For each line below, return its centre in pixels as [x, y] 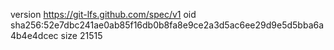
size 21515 [81, 35]
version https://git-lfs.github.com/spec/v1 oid [103, 14]
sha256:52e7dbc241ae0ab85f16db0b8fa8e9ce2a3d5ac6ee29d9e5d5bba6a [167, 25]
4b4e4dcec [34, 35]
